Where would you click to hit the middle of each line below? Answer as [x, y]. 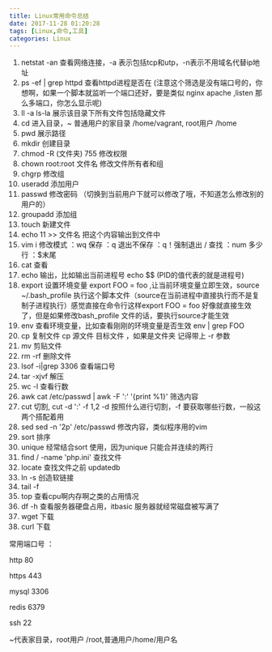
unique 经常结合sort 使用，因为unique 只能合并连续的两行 [117, 447]
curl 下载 [36, 526]
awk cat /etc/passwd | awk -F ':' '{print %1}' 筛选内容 [110, 397]
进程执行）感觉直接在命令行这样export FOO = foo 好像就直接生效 [143, 305]
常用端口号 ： [32, 544]
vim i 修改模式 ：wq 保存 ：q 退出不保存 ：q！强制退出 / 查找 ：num [134, 245]
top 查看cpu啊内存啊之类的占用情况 [80, 496]
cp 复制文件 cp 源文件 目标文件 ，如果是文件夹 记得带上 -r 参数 [125, 336]
